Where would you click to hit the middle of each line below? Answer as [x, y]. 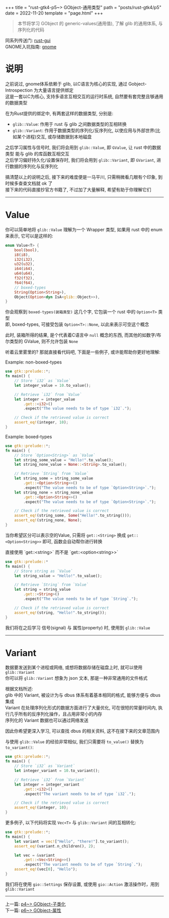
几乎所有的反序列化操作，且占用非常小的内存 [56, 714]
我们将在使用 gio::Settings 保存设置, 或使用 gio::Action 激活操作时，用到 [82, 884]
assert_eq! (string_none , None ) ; [48, 520]
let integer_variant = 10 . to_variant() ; [57, 771]
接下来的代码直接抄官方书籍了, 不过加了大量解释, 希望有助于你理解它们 [78, 189]
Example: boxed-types [29, 437]
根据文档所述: [19, 689]
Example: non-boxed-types [33, 362]
